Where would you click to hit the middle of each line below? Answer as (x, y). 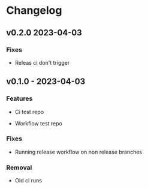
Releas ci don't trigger (42, 62)
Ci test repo (29, 112)
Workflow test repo (39, 123)
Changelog (34, 10)
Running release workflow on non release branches (78, 152)
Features (19, 98)
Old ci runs (28, 181)
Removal (19, 167)
